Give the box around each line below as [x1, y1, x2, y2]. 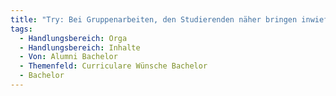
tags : [10, 24, 33, 34]
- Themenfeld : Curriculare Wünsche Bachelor [19, 61, 208, 71]
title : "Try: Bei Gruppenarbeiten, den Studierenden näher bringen [10, 14, 298, 25]
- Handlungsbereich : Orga [19, 33, 128, 43]
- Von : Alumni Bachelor [19, 52, 118, 62]
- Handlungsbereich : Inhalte [19, 42, 141, 53]
